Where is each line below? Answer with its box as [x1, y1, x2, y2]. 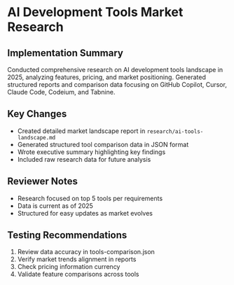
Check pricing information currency [17, 263, 121, 271]
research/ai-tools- [146, 127, 204, 135]
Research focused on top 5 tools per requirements [17, 194, 163, 202]
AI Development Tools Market [7, 4, 184, 20]
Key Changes [7, 108, 67, 120]
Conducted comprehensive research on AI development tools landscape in [7, 66, 223, 74]
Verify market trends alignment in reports [17, 255, 137, 263]
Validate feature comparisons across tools [17, 270, 139, 279]
